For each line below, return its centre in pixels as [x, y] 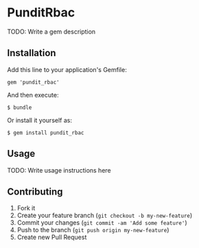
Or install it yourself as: [39, 120]
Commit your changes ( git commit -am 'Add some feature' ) [102, 223]
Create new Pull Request [52, 237]
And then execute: [33, 95]
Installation [32, 53]
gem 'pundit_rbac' [33, 82]
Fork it [26, 208]
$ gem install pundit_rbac [46, 133]
